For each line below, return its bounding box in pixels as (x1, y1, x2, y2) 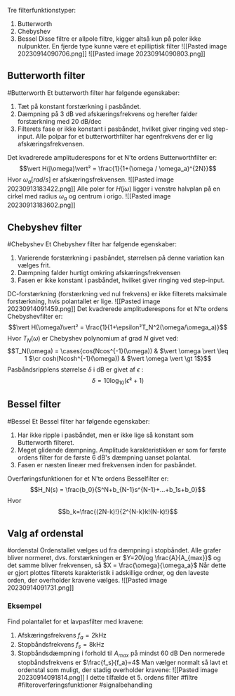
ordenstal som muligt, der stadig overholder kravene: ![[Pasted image (17, 666, 219, 674)
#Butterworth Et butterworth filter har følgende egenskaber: (7, 88, 180, 97)
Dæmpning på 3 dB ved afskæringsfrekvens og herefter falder (17, 109, 198, 118)
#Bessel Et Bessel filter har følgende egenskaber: (7, 417, 150, 425)
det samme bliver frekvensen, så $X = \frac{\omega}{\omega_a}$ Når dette (7, 561, 227, 569)
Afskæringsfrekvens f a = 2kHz (17, 631, 107, 641)
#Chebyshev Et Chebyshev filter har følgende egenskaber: (7, 240, 177, 248)
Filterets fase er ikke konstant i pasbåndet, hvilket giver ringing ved (17, 125, 212, 133)
